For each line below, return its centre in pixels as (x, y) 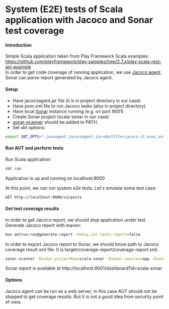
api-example (18, 67)
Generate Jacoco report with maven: (43, 225)
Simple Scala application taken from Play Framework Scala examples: (77, 56)
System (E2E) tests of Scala (64, 9)
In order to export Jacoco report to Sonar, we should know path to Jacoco (82, 244)
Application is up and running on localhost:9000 (55, 178)
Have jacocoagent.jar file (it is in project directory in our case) (76, 100)
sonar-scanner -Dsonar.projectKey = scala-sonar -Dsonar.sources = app (77, 259)
